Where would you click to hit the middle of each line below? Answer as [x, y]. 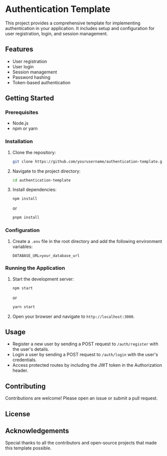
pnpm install [26, 218]
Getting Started [30, 98]
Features [19, 49]
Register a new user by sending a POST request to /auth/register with [85, 344]
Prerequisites [22, 112]
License [18, 414]
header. [20, 371]
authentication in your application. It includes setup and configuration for [80, 28]
